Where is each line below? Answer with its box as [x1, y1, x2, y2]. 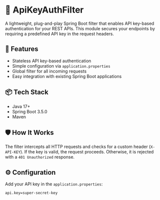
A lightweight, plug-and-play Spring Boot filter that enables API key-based [5, 20, 155, 26]
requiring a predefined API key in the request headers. [5, 31, 114, 36]
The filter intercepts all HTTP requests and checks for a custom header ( [5, 144, 151, 150]
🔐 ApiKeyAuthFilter [5, 4, 84, 16]
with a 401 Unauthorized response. [5, 154, 75, 160]
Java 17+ [12, 103, 30, 109]
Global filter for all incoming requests [12, 68, 87, 74]
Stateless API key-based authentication [12, 58, 92, 64]
